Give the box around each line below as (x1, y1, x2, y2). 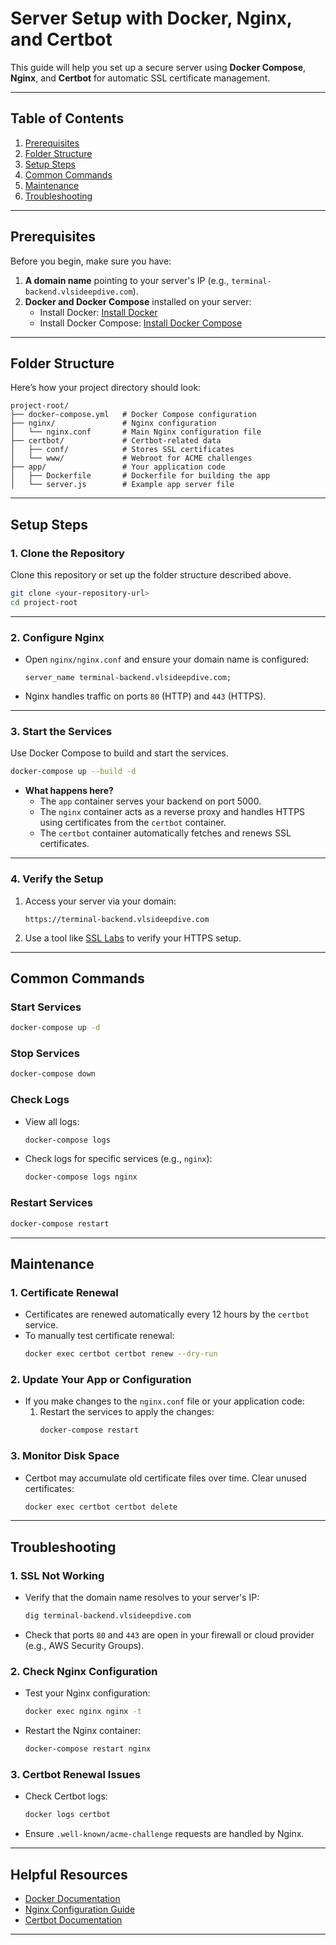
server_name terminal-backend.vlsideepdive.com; (24, 673, 232, 683)
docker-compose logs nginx (24, 1172, 138, 1182)
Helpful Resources (10, 1866, 128, 1883)
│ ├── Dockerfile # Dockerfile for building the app (10, 471, 271, 481)
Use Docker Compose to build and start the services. (10, 747, 229, 759)
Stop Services (10, 1047, 80, 1061)
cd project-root (10, 597, 78, 607)
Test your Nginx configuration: (24, 1687, 151, 1699)
